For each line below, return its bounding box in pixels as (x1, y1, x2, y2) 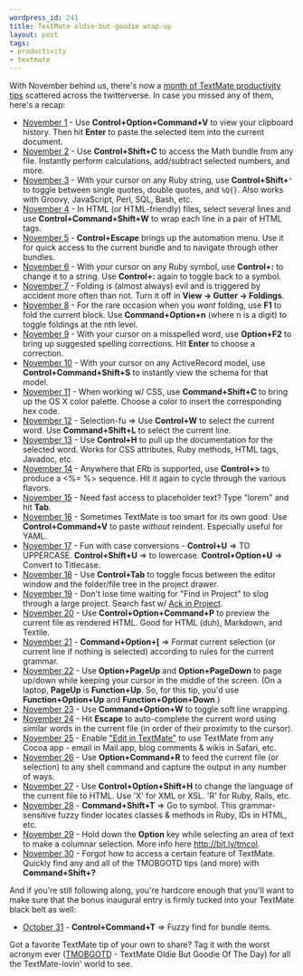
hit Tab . (22, 502, 52, 512)
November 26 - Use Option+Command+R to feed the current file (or (22, 752, 279, 762)
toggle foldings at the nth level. (22, 319, 138, 330)
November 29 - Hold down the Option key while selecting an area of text (22, 829, 294, 839)
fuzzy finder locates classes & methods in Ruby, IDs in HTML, (58, 809, 288, 820)
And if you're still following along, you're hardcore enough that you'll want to (9, 885, 294, 895)
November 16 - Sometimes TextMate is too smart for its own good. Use (22, 512, 288, 521)
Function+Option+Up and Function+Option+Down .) (22, 694, 221, 704)
